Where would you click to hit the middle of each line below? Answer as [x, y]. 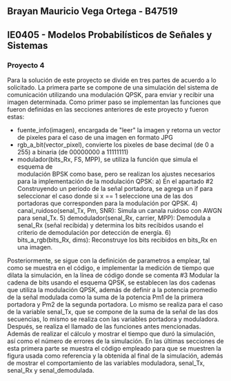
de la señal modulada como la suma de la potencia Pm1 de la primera [105, 297]
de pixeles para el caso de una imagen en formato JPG [95, 138]
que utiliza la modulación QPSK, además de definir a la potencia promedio [112, 290]
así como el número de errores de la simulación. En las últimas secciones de [115, 341]
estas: [16, 117]
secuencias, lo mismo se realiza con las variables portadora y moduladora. [113, 319]
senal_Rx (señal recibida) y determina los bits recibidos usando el [110, 225]
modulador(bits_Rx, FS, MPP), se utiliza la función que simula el [107, 159]
